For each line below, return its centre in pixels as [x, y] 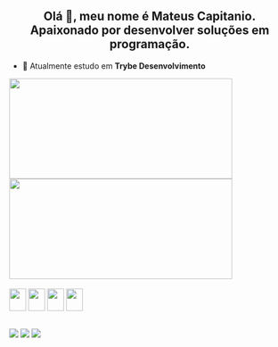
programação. [150, 44]
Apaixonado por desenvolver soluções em [150, 31]
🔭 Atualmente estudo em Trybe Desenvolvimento [114, 66]
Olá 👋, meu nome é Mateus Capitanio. [150, 17]
